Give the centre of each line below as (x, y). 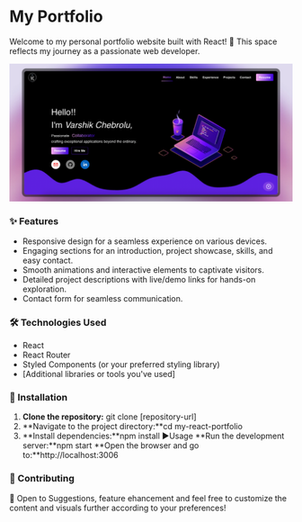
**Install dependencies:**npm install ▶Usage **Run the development (153, 436)
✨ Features (34, 221)
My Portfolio (56, 17)
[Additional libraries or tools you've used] (98, 374)
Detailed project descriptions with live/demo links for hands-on (139, 279)
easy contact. (48, 260)
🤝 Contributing (42, 479)
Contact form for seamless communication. (102, 298)
